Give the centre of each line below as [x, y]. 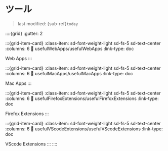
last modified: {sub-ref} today [48, 23]
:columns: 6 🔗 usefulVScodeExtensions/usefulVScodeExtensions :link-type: [84, 129]
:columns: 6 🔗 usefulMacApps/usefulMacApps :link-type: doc [69, 73]
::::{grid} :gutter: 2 [24, 33]
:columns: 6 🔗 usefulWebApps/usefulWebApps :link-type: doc [70, 48]
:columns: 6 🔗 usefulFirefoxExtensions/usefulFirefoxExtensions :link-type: [82, 98]
